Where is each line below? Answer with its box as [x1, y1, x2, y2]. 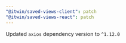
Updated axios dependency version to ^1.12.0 [5, 30, 120, 37]
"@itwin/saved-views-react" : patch [5, 14, 94, 20]
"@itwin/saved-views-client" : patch [5, 8, 97, 15]
